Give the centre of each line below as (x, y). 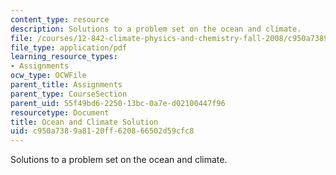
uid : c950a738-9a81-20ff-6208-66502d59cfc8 (102, 131)
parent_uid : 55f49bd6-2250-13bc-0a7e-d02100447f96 (118, 103)
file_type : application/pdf (69, 47)
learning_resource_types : (64, 57)
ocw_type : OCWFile (48, 76)
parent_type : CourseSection (69, 94)
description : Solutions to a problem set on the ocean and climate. (156, 29)
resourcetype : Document (60, 112)
